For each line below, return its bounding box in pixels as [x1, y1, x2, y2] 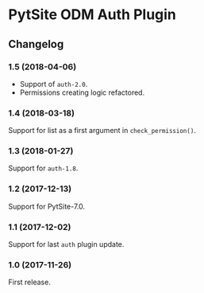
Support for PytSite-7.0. [8, 201, 86, 211]
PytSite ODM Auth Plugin [8, 6, 177, 24]
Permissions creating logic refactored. [19, 88, 145, 97]
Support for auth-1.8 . [8, 163, 79, 173]
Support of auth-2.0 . [19, 79, 88, 88]
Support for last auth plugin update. [8, 240, 125, 249]
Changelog [8, 37, 64, 51]
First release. [8, 277, 52, 287]
